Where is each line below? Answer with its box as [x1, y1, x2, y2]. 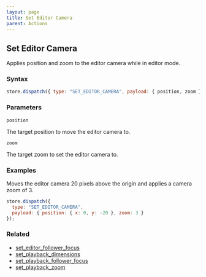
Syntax [6, 75, 28, 84]
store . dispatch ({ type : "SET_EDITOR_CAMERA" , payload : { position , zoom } [6, 88, 202, 95]
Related [6, 230, 30, 238]
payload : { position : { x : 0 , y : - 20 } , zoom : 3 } [12, 209, 144, 216]
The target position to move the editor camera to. [6, 128, 131, 135]
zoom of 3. [6, 186, 34, 193]
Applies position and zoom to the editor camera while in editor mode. [6, 60, 181, 67]
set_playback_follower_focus [15, 257, 88, 264]
